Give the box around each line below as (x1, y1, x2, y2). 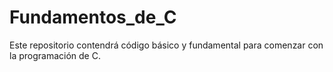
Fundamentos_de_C (9, 6, 177, 29)
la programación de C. (9, 49, 101, 61)
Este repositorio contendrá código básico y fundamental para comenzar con (9, 39, 324, 51)
